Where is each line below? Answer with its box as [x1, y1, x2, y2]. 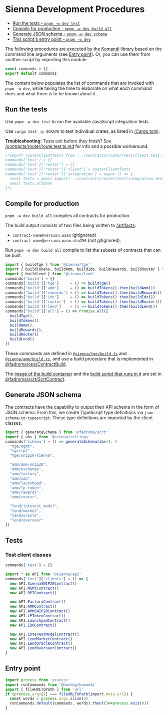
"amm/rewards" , [9, 490, 41, 495]
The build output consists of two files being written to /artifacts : [5, 222, 136, 229]
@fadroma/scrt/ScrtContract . [5, 376, 66, 382]
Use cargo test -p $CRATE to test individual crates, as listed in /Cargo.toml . [5, 128, 160, 134]
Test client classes [5, 551, 51, 558]
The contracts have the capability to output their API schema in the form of [5, 404, 159, 410]
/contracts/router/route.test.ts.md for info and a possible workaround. [5, 143, 149, 149]
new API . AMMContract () [9, 604, 57, 609]
